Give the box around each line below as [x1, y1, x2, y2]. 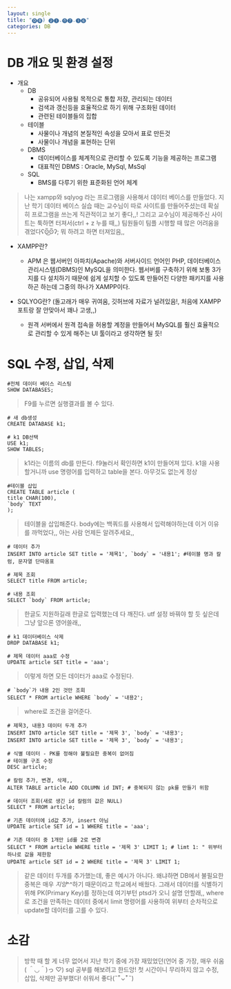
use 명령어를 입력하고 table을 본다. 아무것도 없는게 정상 [48, 468, 198, 476]
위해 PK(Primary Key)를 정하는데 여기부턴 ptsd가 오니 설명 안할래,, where [23, 889, 224, 897]
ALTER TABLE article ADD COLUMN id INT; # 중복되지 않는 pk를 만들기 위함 [7, 784, 209, 792]
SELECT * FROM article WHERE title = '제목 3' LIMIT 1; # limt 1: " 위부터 [7, 844, 223, 851]
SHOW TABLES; [7, 446, 45, 453]
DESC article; [7, 763, 48, 771]
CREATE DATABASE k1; [7, 421, 67, 428]
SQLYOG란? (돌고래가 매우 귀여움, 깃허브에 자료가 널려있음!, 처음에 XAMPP [17, 297, 221, 306]
